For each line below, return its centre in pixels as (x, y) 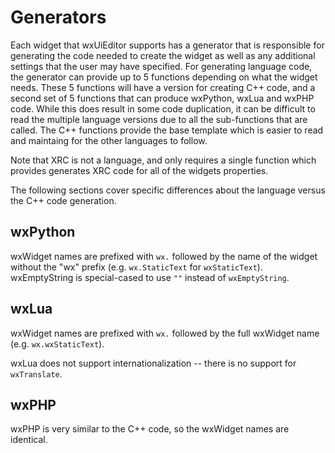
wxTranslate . (36, 373)
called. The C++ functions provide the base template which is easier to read (167, 130)
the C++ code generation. (63, 200)
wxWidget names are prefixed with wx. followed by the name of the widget (164, 256)
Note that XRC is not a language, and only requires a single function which (163, 160)
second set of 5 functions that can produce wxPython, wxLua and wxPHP (162, 98)
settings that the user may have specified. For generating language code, (161, 66)
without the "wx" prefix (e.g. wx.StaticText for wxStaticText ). (136, 267)
